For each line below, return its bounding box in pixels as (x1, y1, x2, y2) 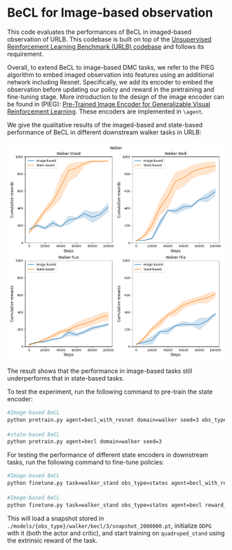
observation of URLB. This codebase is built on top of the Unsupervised (7, 35, 212, 43)
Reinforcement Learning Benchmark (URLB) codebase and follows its (7, 42, 204, 51)
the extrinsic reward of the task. (7, 536, 98, 544)
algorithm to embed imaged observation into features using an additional (7, 71, 214, 79)
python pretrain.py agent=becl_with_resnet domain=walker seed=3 (7, 416, 199, 423)
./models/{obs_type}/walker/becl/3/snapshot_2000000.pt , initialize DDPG (7, 521, 212, 530)
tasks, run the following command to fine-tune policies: (7, 458, 164, 466)
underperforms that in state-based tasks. (7, 374, 124, 382)
